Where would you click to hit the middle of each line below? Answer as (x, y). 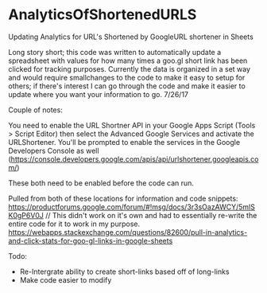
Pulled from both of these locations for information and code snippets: (123, 198)
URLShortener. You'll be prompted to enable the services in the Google (124, 142)
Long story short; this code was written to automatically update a (115, 52)
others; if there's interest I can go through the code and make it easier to (127, 86)
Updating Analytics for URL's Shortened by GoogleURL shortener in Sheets (131, 37)
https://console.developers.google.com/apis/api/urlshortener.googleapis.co (135, 159)
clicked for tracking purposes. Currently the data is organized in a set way (130, 68)
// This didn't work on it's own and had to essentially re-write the (151, 215)
